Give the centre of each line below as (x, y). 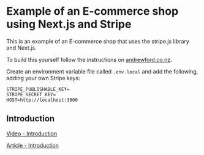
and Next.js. (21, 48)
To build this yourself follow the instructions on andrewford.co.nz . (89, 59)
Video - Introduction (32, 134)
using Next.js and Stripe (69, 24)
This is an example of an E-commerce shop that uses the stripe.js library (98, 41)
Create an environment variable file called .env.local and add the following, (102, 71)
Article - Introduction (33, 145)
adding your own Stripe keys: (43, 78)
